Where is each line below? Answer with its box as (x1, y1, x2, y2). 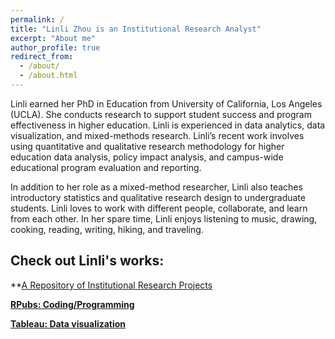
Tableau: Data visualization (10, 317, 127, 330)
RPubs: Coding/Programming (10, 298, 135, 310)
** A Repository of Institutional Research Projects (10, 279, 213, 291)
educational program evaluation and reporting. (10, 161, 202, 173)
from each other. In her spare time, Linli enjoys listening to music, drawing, (10, 212, 318, 225)
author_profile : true (10, 42, 101, 53)
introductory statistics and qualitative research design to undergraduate (10, 191, 306, 203)
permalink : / (10, 14, 65, 25)
